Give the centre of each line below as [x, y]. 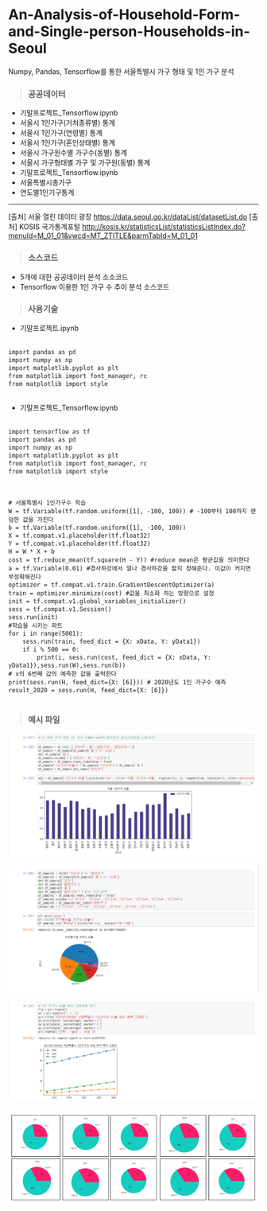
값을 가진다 [38, 520]
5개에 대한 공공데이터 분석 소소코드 [74, 277]
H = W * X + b [32, 551]
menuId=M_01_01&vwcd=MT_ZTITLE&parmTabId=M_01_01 [103, 236]
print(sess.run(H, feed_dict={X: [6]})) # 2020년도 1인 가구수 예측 [117, 682]
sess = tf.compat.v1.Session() [60, 609]
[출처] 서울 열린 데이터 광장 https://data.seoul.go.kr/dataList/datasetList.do [128, 217]
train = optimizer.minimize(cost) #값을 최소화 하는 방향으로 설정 [111, 593]
